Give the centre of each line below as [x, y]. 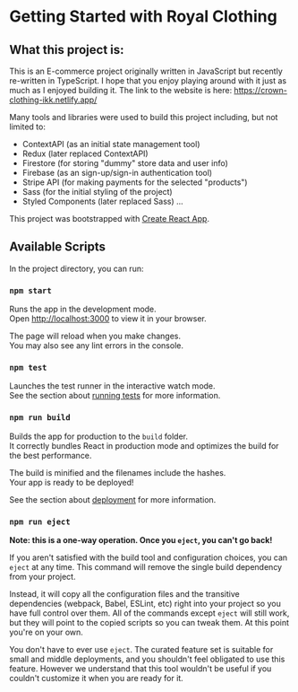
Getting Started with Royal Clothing [143, 17]
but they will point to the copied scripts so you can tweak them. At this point [149, 622]
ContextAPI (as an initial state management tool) [111, 144]
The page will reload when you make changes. [95, 336]
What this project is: [67, 50]
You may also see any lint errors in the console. [96, 346]
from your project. [43, 577]
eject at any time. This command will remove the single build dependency [146, 567]
